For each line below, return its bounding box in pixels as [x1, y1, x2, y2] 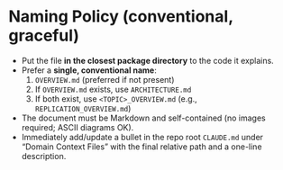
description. [21, 150, 67, 161]
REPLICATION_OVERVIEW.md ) [34, 103, 132, 113]
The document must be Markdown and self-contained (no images [21, 112, 267, 123]
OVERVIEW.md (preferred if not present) [34, 74, 175, 85]
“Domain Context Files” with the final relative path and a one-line [21, 141, 262, 152]
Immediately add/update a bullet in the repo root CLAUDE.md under [21, 131, 263, 142]
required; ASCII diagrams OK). [21, 121, 134, 132]
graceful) [8, 25, 80, 46]
